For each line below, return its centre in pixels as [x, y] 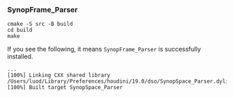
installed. [20, 56]
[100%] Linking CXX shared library [59, 75]
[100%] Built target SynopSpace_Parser [65, 88]
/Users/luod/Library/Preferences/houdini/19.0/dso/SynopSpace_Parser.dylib [119, 81]
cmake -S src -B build [40, 24]
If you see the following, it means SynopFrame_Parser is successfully [104, 49]
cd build [20, 30]
